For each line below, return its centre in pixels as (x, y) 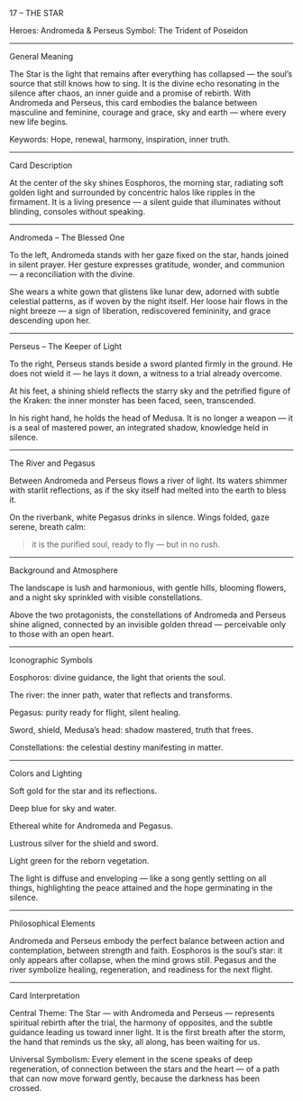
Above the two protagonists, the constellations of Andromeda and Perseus (148, 615)
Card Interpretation (45, 995)
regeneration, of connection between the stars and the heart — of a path (144, 1069)
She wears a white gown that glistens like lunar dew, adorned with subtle (144, 291)
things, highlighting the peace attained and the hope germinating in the (141, 888)
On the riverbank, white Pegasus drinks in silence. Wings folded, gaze (139, 517)
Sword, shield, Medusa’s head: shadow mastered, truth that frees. (132, 730)
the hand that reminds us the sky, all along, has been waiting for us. (135, 1042)
